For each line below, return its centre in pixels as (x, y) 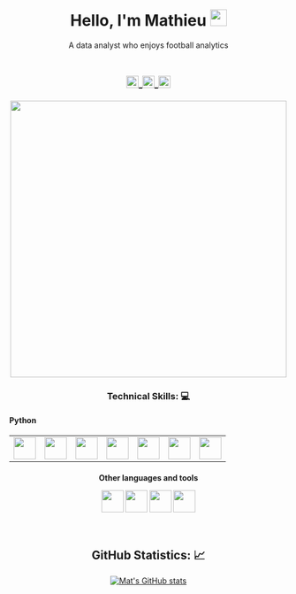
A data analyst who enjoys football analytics (148, 45)
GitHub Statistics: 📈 (148, 555)
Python (23, 420)
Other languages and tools (148, 477)
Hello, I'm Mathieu (138, 21)
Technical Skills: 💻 (148, 396)
